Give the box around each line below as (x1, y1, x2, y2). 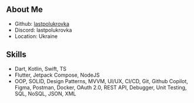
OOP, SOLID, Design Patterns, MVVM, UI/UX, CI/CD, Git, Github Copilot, (14, 77, 188, 84)
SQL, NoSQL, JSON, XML (14, 90, 76, 97)
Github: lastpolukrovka (14, 20, 69, 27)
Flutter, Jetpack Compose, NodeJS (14, 71, 100, 78)
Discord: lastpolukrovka (14, 26, 72, 33)
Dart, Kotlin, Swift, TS (14, 65, 66, 72)
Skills (6, 50, 26, 60)
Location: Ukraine (14, 32, 58, 40)
